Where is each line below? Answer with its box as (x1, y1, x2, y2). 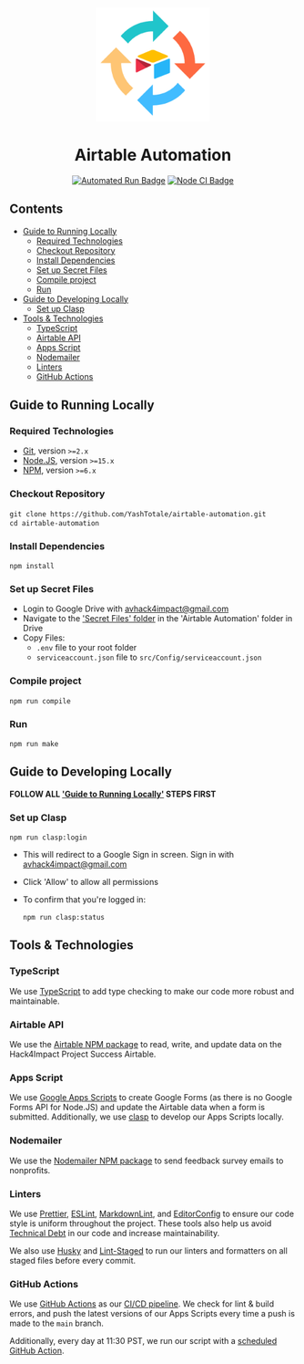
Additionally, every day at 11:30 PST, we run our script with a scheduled (9, 1336, 278, 1347)
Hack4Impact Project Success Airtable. (9, 1048, 157, 1060)
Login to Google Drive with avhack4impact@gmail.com (22, 603, 229, 614)
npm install (9, 562, 55, 571)
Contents (9, 202, 64, 217)
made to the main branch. (9, 1317, 105, 1329)
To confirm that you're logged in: (22, 894, 147, 905)
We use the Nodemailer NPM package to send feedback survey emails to (9, 1155, 284, 1166)
